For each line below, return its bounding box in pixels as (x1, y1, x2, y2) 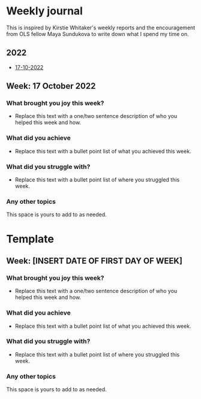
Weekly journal (6, 4, 83, 18)
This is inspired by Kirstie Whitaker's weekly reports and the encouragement (6, 24, 196, 31)
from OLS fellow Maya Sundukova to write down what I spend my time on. (6, 30, 189, 37)
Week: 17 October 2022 (6, 81, 96, 91)
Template (6, 232, 54, 246)
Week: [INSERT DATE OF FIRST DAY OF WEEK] (6, 256, 183, 266)
